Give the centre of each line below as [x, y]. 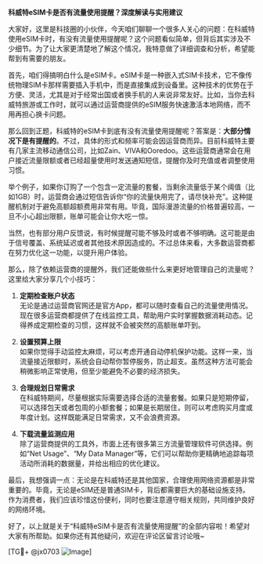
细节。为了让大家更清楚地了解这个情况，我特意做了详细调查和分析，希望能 [135, 49]
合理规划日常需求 [47, 388]
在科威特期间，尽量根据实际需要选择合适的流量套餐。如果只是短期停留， [136, 398]
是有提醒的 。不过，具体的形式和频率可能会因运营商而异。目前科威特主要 [138, 141]
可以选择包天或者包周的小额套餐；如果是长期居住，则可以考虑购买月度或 [136, 408]
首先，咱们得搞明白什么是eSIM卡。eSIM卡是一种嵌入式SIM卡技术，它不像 [127, 75]
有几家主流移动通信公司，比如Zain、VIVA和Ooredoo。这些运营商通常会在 [126, 151]
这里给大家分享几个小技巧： [53, 279]
